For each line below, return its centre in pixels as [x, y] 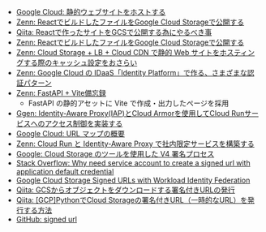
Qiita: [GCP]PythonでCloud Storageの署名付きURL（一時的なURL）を [132, 200]
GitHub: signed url [46, 219]
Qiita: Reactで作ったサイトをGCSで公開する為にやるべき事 [114, 32]
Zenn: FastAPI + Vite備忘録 [61, 93]
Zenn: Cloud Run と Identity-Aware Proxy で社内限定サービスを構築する [135, 144]
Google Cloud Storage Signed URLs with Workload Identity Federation [133, 180]
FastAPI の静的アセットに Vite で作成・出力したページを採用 [129, 103]
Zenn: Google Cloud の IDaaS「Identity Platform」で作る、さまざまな [131, 73]
